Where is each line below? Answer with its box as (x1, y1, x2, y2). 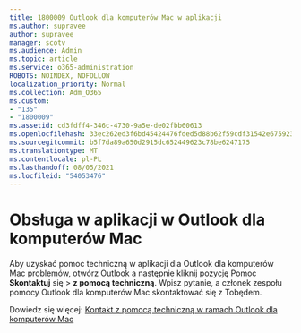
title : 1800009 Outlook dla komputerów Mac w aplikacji (9, 13, 222, 22)
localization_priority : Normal (9, 80, 126, 89)
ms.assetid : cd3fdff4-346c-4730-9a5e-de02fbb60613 (9, 122, 202, 131)
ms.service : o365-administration (9, 64, 134, 73)
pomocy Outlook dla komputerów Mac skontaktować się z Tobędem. (9, 287, 262, 298)
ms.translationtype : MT (9, 146, 99, 155)
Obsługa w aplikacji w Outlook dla (9, 209, 266, 230)
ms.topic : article (9, 55, 78, 64)
